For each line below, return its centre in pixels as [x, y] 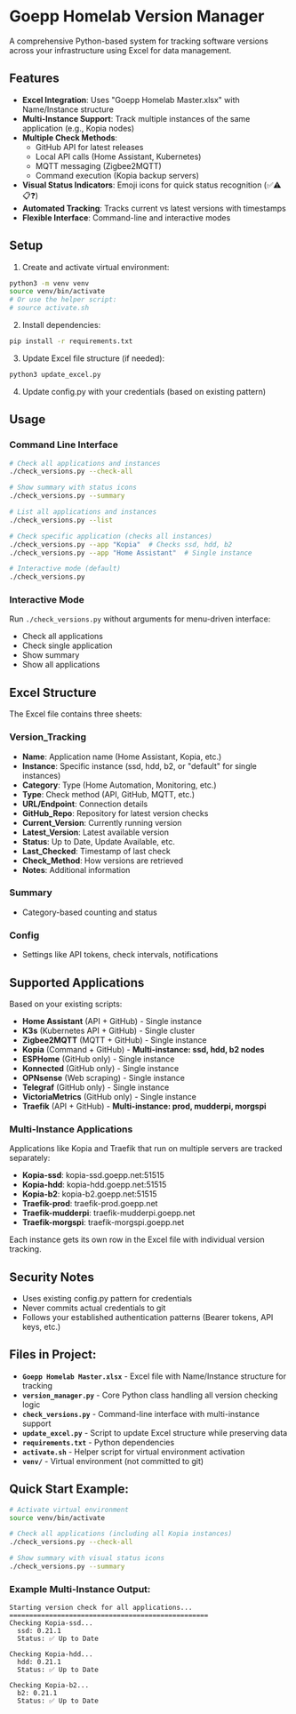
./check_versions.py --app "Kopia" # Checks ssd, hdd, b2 [121, 544]
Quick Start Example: [69, 1490]
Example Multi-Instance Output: [80, 1589]
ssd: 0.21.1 [40, 1631]
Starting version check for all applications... [101, 1608]
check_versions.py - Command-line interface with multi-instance [141, 1414]
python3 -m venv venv [49, 283]
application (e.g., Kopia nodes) [78, 128]
